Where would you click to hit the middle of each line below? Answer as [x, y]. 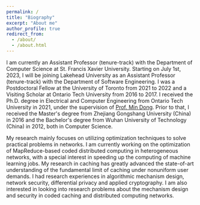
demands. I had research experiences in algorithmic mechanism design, [95, 176]
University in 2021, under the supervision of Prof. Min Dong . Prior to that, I [98, 107]
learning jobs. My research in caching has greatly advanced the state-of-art [100, 164]
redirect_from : [25, 34]
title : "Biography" [31, 17]
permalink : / [23, 12]
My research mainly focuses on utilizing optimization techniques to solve [96, 138]
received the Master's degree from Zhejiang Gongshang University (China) [99, 113]
